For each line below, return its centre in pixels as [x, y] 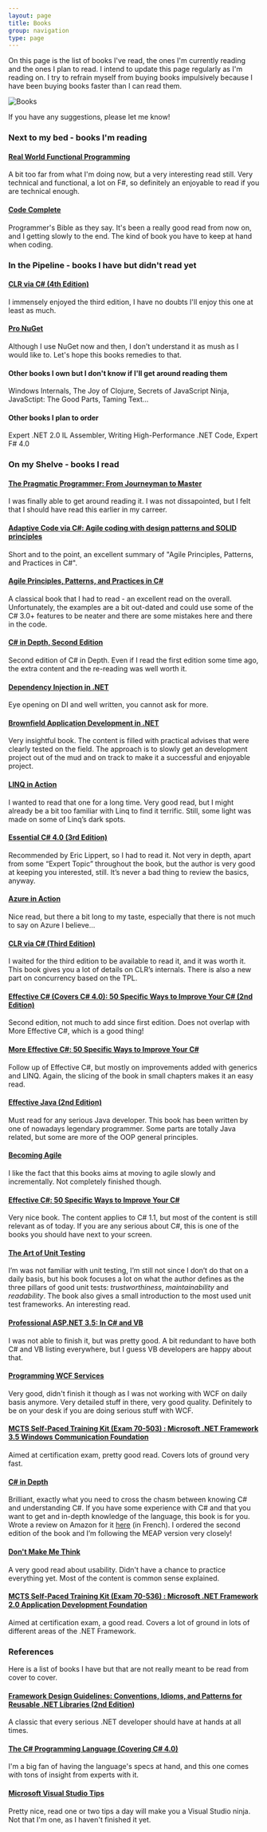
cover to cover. [33, 1678]
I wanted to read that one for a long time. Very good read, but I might [121, 802]
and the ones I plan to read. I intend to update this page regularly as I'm [126, 69]
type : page [26, 38]
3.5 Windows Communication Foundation [79, 1437]
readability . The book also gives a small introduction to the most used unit [130, 1296]
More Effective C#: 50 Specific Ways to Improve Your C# [104, 1050]
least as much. [32, 310]
